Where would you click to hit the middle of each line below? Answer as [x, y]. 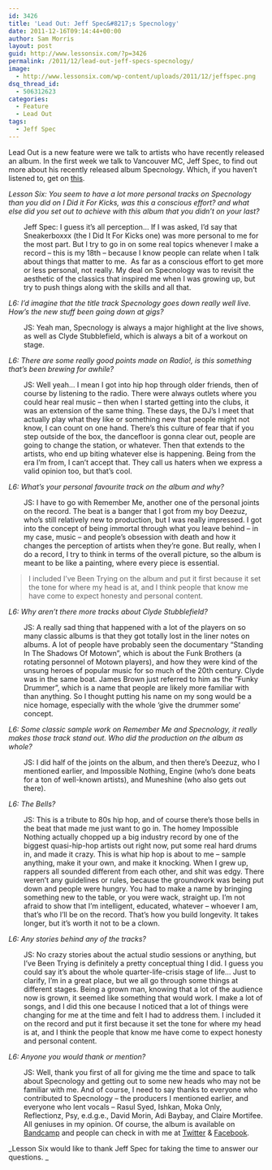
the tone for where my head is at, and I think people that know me [138, 587]
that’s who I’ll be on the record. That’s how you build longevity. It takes [141, 914]
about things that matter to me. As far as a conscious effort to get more [144, 261]
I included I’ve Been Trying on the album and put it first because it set [145, 578]
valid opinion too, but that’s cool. [78, 471]
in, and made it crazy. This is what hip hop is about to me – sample [135, 854]
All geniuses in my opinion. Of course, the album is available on [130, 1124]
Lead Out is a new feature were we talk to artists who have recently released [136, 152]
